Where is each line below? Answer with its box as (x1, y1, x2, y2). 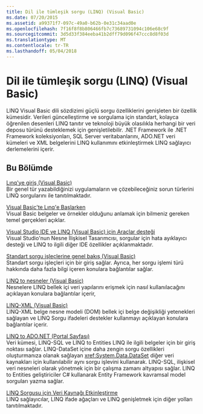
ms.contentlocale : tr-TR (6, 43, 69, 49)
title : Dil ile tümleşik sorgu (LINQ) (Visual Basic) (6, 8, 145, 15)
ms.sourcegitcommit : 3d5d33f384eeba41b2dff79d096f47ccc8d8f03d (6, 31, 169, 37)
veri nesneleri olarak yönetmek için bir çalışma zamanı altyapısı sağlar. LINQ (6, 365, 195, 372)
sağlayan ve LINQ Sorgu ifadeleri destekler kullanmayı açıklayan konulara (6, 314, 188, 322)
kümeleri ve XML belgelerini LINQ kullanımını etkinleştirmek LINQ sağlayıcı (6, 139, 192, 146)
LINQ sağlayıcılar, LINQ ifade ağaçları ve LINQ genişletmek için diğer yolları (6, 395, 193, 403)
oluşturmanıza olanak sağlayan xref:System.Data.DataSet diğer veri (6, 351, 174, 359)
